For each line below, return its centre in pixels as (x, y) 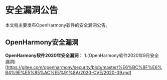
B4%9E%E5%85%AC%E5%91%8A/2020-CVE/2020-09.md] (68, 72)
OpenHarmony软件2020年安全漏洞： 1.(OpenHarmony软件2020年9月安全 (82, 55)
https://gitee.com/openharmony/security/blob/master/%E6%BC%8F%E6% (84, 67)
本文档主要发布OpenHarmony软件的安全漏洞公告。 (58, 25)
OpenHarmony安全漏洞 (42, 42)
